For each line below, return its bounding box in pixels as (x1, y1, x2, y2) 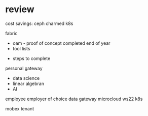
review (5, 4, 34, 15)
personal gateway (5, 65, 43, 71)
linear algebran (12, 80, 45, 86)
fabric (5, 30, 18, 36)
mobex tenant (5, 105, 34, 111)
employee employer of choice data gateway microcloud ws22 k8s (5, 96, 143, 102)
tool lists (12, 45, 30, 51)
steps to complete (12, 55, 51, 62)
